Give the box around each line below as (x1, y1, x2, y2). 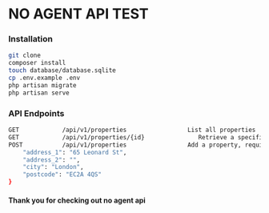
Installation (8, 34, 54, 45)
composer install (8, 59, 66, 67)
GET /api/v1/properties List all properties (8, 126, 256, 135)
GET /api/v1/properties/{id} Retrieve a (8, 133, 235, 141)
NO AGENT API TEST (8, 5, 150, 23)
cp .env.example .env (8, 74, 81, 82)
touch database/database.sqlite (8, 66, 116, 74)
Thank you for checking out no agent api (8, 195, 146, 205)
